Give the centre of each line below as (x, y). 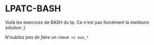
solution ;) (15, 27)
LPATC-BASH (33, 9)
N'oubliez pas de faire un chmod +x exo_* (47, 37)
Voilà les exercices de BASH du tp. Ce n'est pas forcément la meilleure (77, 22)
